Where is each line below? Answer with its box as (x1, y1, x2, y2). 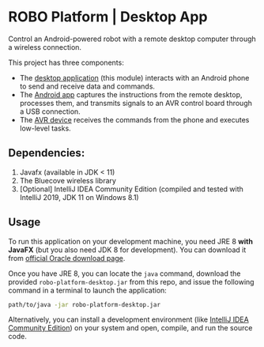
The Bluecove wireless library (19, 175, 117, 185)
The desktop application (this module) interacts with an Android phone (19, 73, 250, 82)
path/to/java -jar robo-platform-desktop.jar (8, 300, 160, 308)
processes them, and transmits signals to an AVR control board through (19, 98, 253, 107)
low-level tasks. (19, 123, 71, 133)
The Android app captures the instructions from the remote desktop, (19, 89, 243, 99)
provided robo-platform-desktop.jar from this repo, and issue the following (8, 277, 255, 286)
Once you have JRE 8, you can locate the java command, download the (8, 269, 241, 278)
